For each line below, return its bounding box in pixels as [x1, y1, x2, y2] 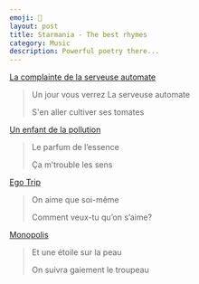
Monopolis [9, 230, 49, 241]
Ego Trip [9, 177, 41, 188]
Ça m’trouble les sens [31, 159, 113, 170]
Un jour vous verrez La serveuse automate [31, 90, 191, 100]
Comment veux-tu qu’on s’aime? [31, 212, 153, 222]
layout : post [9, 22, 59, 31]
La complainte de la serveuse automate [9, 71, 156, 82]
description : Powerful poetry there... [9, 47, 160, 56]
